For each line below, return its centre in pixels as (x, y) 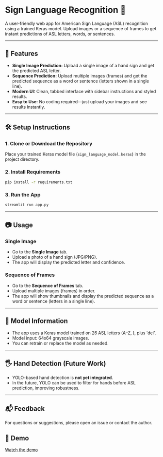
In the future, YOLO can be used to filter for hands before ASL (74, 383)
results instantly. (28, 107)
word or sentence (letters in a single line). (54, 301)
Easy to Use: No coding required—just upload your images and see (79, 101)
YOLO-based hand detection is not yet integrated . (62, 378)
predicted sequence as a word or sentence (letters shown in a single (81, 81)
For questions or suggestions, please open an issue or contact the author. (79, 423)
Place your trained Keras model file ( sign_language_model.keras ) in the (75, 154)
